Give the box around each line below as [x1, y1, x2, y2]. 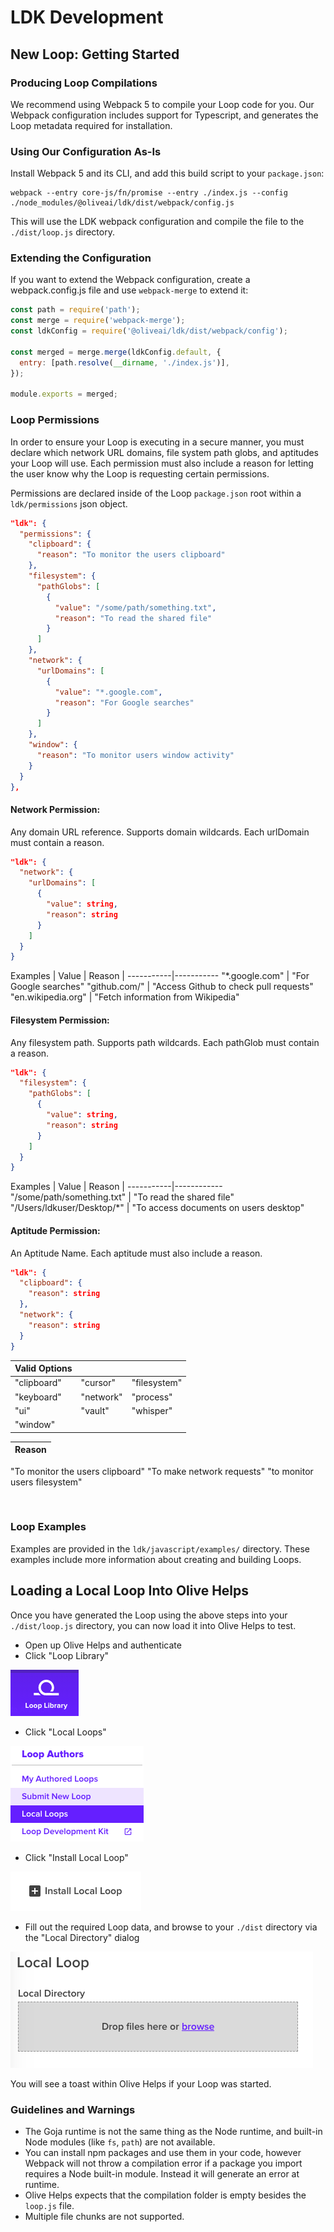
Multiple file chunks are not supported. [24, 2210, 185, 2222]
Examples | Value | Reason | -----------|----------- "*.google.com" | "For [10, 970, 310, 982]
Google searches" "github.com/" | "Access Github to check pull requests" [10, 981, 314, 993]
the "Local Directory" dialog [24, 1931, 140, 1943]
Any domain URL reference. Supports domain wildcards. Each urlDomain [10, 826, 310, 838]
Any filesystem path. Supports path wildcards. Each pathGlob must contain [10, 1036, 320, 1048]
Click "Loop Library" [24, 1649, 110, 1661]
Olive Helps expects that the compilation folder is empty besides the [24, 2189, 307, 2201]
